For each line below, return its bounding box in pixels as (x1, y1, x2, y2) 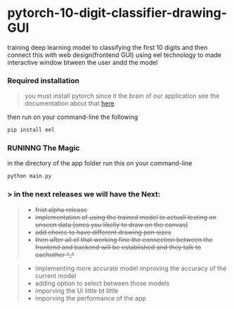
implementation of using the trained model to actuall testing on (34, 213, 216, 221)
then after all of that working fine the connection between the (34, 235, 213, 244)
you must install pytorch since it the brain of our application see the (24, 92, 220, 100)
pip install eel (7, 127, 55, 134)
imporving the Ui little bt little (34, 286, 119, 295)
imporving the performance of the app (34, 294, 146, 302)
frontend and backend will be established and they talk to (34, 243, 202, 251)
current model (34, 271, 77, 279)
